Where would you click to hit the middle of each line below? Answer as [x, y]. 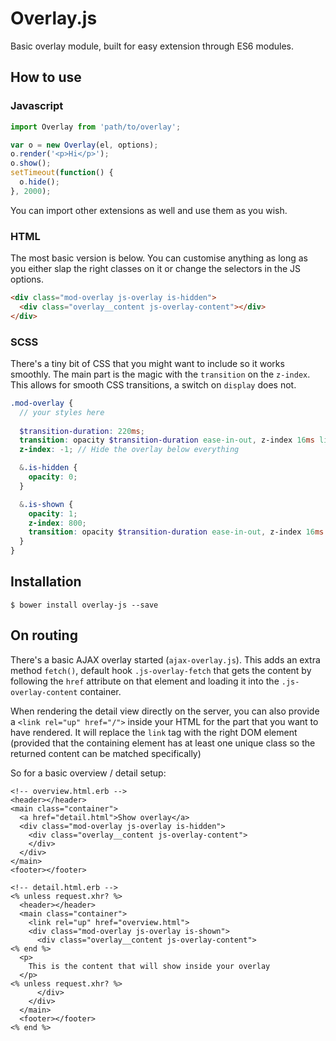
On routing [44, 635]
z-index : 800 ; [57, 523]
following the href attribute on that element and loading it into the [145, 681]
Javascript [37, 106]
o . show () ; [31, 163]
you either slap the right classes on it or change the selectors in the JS [156, 269]
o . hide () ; [39, 182]
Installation [46, 582]
